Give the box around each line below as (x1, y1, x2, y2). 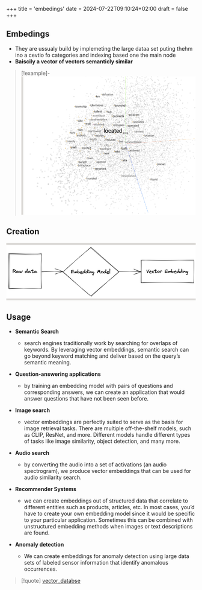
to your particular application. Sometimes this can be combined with (23, 516, 194, 524)
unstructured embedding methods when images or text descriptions (23, 523, 193, 530)
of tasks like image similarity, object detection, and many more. (23, 437, 180, 445)
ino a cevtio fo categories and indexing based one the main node (14, 51, 176, 59)
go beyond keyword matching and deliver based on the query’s (23, 352, 180, 360)
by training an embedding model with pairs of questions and (23, 382, 173, 390)
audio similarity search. (23, 474, 82, 481)
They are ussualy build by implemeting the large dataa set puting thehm (14, 45, 193, 52)
